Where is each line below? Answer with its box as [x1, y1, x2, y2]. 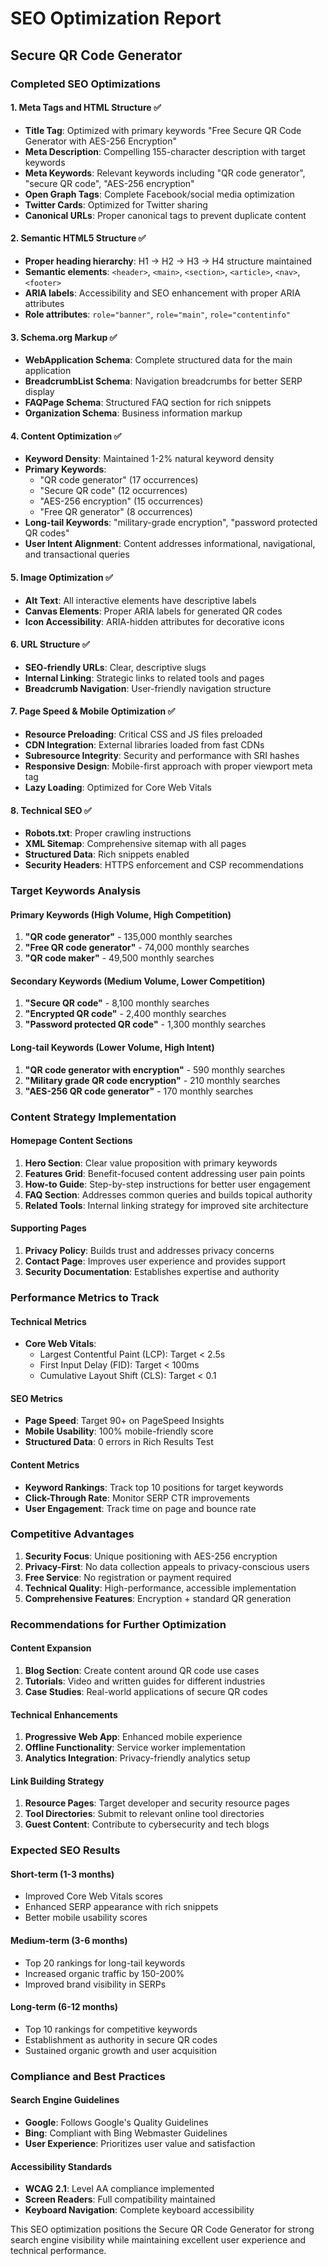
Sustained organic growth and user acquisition [24, 2044, 217, 2056]
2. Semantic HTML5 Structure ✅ [10, 232, 147, 244]
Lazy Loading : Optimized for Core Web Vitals [24, 781, 212, 793]
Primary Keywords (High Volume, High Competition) [10, 908, 232, 921]
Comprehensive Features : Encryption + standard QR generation [24, 1592, 292, 1604]
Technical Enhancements [10, 1708, 118, 1721]
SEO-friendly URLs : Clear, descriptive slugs [24, 661, 207, 673]
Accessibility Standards [10, 2160, 112, 2172]
